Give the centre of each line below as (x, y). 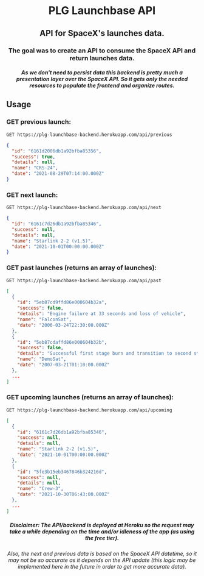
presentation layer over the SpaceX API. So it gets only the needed (102, 79)
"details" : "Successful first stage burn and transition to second (104, 354)
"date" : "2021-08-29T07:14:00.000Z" (58, 174)
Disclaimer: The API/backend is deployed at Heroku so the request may (102, 525)
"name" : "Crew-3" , (40, 489)
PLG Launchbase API (102, 11)
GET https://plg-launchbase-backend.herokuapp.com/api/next (84, 208)
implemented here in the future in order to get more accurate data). (102, 566)
